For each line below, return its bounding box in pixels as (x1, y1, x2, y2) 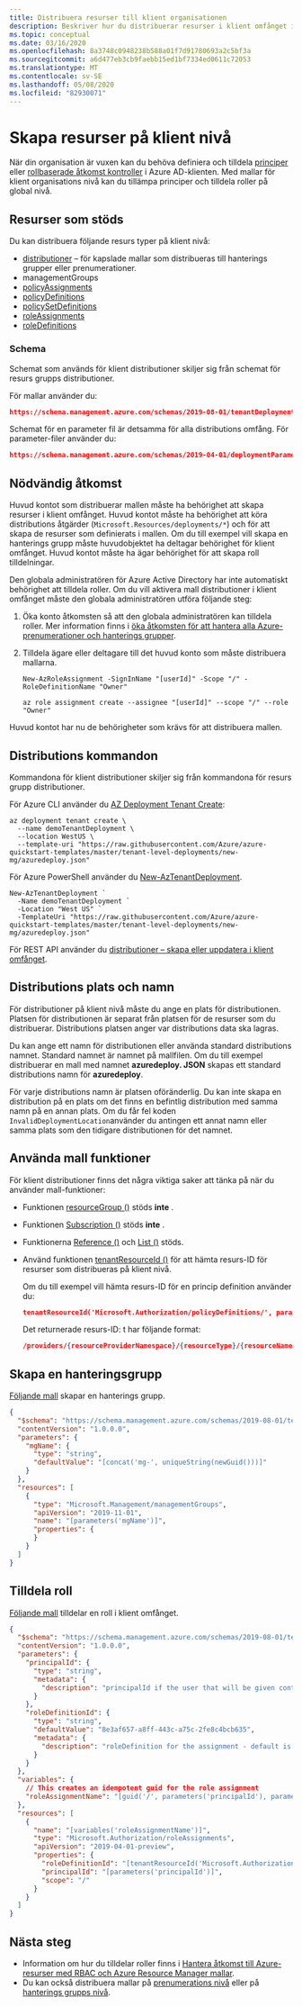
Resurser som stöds (9, 212, 124, 227)
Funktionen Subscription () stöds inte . (22, 1219, 165, 1230)
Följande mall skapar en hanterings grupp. (9, 1390, 165, 1401)
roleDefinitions (22, 321, 77, 331)
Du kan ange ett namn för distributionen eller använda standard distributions (9, 1040, 292, 1051)
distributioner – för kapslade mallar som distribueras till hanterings (22, 253, 268, 264)
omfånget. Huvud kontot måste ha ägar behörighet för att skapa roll (9, 547, 260, 558)
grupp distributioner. (9, 781, 85, 792)
